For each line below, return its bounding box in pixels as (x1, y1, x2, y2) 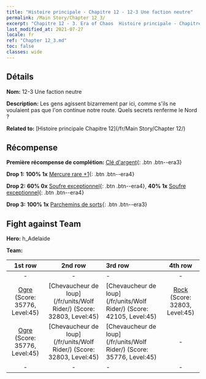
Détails (6, 72, 34, 82)
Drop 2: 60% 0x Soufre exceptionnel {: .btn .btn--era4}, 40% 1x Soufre (6, 182, 186, 190)
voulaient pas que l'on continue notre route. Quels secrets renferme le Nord (6, 106, 197, 113)
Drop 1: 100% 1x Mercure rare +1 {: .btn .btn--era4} (6, 170, 135, 178)
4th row (169, 261, 193, 270)
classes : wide (6, 49, 43, 55)
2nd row (61, 261, 86, 270)
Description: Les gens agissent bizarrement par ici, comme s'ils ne (6, 99, 177, 107)
